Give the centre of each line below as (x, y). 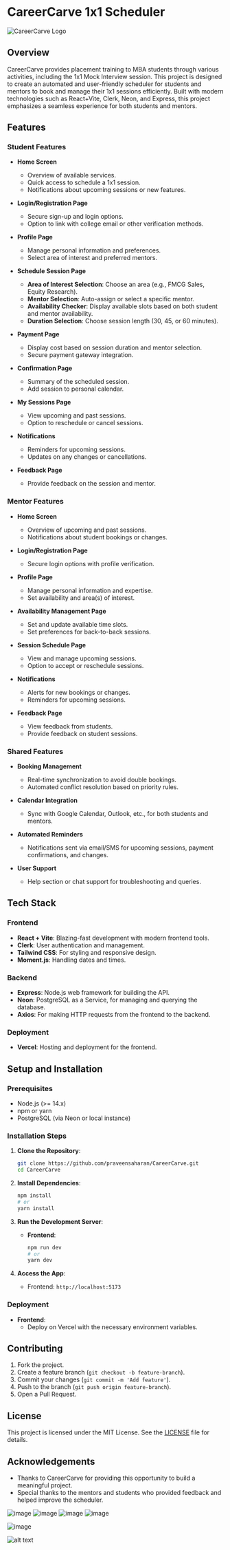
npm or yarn (34, 1111)
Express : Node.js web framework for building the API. (93, 993)
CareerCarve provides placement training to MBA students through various (113, 69)
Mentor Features (35, 502)
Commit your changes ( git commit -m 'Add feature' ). (94, 1379)
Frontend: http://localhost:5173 (74, 1287)
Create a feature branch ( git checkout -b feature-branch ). (101, 1373)
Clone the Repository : (49, 1151)
